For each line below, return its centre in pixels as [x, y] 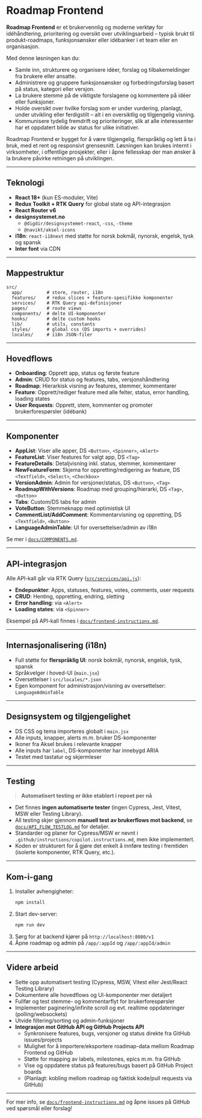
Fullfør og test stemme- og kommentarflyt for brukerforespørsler [95, 1001]
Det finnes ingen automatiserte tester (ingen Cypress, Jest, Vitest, [98, 808]
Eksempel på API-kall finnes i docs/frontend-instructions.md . [83, 621]
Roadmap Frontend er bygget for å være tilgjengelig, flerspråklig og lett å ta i [101, 139]
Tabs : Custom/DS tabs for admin [56, 502]
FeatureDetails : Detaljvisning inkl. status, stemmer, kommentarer [95, 463]
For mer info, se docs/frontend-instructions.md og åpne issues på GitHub [98, 1102]
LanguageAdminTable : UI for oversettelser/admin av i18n [86, 527]
